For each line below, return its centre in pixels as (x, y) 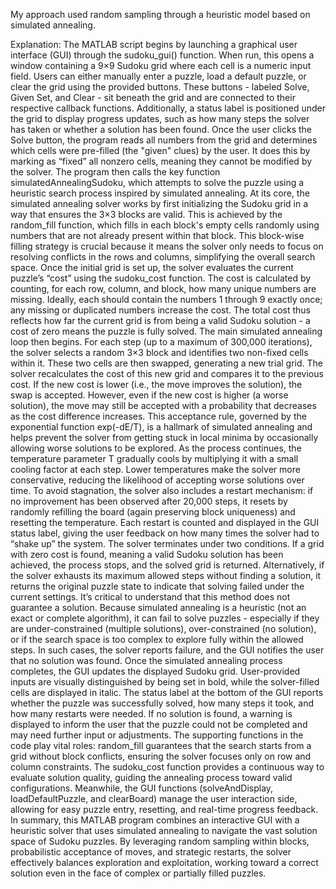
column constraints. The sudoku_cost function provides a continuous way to (167, 767)
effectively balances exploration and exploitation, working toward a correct (164, 862)
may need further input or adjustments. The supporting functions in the (157, 735)
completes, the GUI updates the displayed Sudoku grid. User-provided (155, 671)
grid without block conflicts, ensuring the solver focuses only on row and (161, 756)
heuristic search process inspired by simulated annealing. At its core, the (160, 193)
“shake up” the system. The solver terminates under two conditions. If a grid (167, 543)
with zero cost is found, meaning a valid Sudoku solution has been (147, 554)
